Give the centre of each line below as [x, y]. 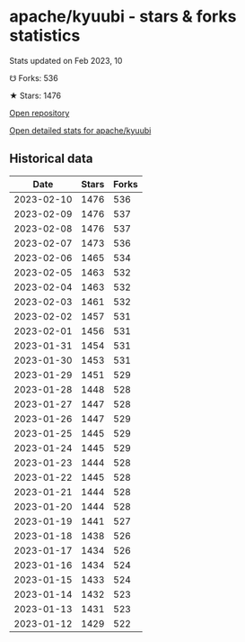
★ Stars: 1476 [35, 95]
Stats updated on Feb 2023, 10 [66, 60]
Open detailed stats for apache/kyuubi [80, 130]
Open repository [39, 113]
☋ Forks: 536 [34, 77]
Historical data [51, 159]
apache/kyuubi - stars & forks [123, 17]
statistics [45, 36]
